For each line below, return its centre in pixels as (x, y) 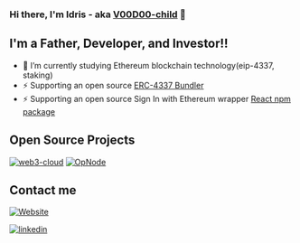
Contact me (43, 190)
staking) (37, 75)
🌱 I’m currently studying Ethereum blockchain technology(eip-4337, (148, 65)
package (39, 111)
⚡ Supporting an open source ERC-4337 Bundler (113, 85)
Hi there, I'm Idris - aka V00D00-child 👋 (98, 14)
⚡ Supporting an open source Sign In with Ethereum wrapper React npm (157, 98)
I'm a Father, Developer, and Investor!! (119, 44)
